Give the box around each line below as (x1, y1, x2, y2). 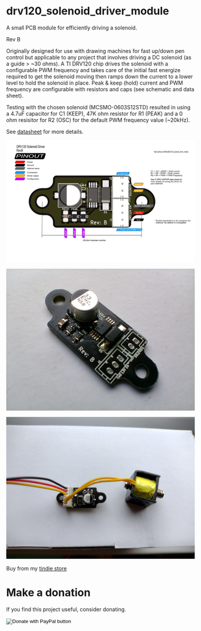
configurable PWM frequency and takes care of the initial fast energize (6, 66, 181, 73)
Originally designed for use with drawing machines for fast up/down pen (6, 47, 185, 55)
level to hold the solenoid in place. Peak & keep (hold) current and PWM (6, 79, 184, 86)
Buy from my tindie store (6, 565, 67, 572)
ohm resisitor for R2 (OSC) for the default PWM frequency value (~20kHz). (6, 116, 190, 124)
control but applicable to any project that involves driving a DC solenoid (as (6, 53, 191, 61)
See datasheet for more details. (6, 128, 84, 135)
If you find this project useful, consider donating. (6, 606, 127, 613)
